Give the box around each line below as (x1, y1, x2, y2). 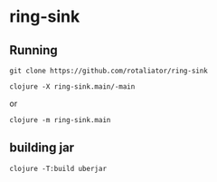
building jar (9, 140, 75, 156)
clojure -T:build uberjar (9, 164, 107, 173)
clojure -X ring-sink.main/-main (9, 82, 136, 91)
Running (9, 43, 59, 58)
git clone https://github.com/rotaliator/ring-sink (9, 66, 208, 75)
